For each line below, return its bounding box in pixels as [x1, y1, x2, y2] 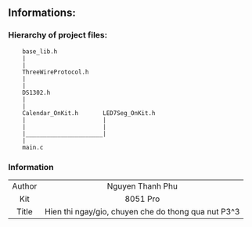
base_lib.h [22, 47, 58, 56]
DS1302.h [22, 88, 51, 96]
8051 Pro [124, 193, 160, 204]
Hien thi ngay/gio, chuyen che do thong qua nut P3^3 [44, 206, 240, 217]
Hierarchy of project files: [8, 30, 108, 41]
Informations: [8, 6, 76, 20]
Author [12, 180, 38, 191]
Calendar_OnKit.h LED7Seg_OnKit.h [22, 109, 156, 117]
